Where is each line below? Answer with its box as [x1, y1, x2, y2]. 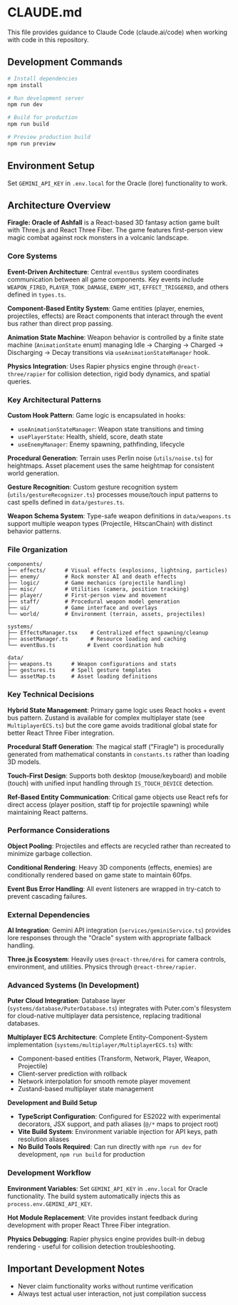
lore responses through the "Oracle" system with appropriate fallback [7, 934, 212, 942]
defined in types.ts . [7, 290, 66, 299]
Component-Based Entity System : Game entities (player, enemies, [7, 304, 205, 312]
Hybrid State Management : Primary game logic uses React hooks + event [7, 706, 226, 714]
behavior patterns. [7, 527, 62, 535]
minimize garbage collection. [7, 849, 93, 857]
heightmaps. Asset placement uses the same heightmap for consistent [7, 461, 214, 470]
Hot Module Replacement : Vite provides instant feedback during [7, 1213, 198, 1222]
